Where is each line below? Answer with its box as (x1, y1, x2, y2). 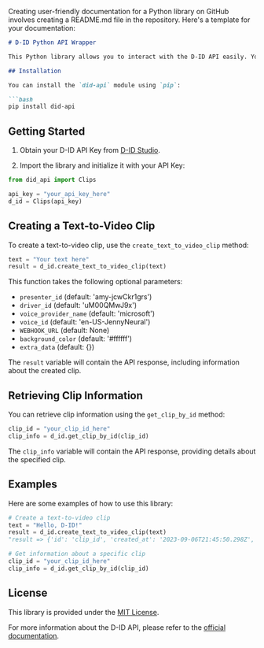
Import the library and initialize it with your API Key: (19, 161, 185, 170)
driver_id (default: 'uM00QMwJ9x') (19, 301, 137, 310)
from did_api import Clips (8, 176, 97, 184)
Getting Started (8, 124, 86, 138)
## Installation (8, 67, 61, 75)
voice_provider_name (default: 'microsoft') (19, 309, 156, 318)
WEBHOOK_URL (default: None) (19, 326, 110, 335)
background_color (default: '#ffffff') (19, 334, 132, 343)
